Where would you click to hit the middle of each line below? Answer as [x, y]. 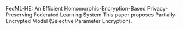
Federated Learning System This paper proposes [94, 15]
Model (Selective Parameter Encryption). [82, 21]
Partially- [166, 15]
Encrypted [18, 21]
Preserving [19, 15]
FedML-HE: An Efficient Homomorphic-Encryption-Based [76, 9]
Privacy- [157, 9]
